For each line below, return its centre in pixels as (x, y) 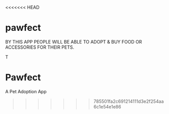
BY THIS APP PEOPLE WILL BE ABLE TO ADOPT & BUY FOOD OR (74, 42)
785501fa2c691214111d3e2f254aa (129, 101)
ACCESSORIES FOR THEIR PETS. (40, 47)
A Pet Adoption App (26, 91)
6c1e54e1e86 (107, 106)
